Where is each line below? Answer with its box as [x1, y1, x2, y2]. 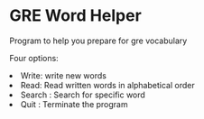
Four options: [9, 52, 59, 63]
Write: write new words [21, 69, 107, 81]
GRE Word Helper [9, 5, 142, 26]
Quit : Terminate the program [21, 98, 128, 109]
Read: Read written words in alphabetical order [21, 79, 196, 90]
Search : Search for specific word [21, 89, 146, 100]
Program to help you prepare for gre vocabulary [9, 35, 188, 46]
